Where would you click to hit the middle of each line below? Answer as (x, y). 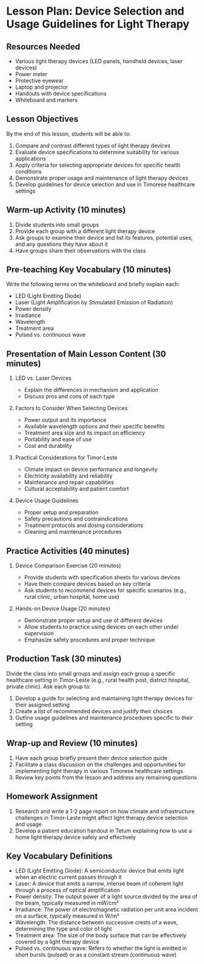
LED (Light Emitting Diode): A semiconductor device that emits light (100, 871)
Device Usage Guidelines (47, 501)
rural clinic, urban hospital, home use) (72, 597)
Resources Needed (43, 47)
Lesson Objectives (42, 119)
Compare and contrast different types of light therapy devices (93, 145)
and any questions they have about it (62, 244)
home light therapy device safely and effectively (75, 837)
